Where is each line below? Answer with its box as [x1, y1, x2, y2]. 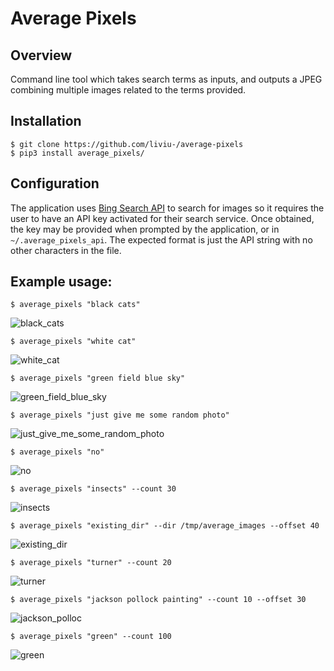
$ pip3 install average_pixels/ [10, 148, 145, 158]
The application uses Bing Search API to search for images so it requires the [10, 202, 325, 214]
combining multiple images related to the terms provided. [10, 84, 247, 96]
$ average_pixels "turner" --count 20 [10, 558, 172, 568]
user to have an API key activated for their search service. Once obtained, [10, 212, 315, 224]
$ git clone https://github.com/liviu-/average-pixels [10, 139, 244, 149]
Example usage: [10, 273, 113, 291]
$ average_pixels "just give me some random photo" [10, 410, 230, 421]
